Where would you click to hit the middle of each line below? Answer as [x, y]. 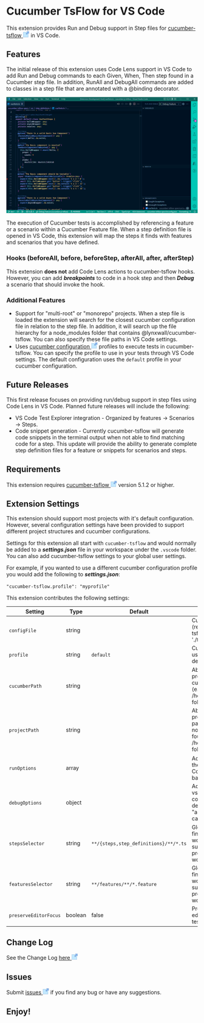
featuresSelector [31, 885]
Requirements [33, 470]
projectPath [24, 730]
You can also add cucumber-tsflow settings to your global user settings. [97, 556]
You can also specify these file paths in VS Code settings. [105, 339]
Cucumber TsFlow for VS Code [86, 11]
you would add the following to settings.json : [63, 574]
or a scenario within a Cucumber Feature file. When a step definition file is [99, 229]
